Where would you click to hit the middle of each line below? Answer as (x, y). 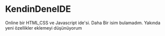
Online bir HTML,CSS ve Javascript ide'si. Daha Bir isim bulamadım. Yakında (83, 23)
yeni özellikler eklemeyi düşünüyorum (44, 28)
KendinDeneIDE (38, 9)
